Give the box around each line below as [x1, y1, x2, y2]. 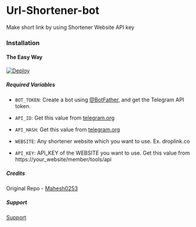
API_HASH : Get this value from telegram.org [14, 126, 120, 133]
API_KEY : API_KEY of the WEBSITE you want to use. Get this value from [14, 149, 191, 157]
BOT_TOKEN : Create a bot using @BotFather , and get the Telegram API [14, 96, 185, 103]
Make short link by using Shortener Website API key [6, 24, 135, 31]
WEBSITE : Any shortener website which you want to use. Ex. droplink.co [14, 138, 191, 145]
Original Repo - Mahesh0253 [6, 185, 78, 192]
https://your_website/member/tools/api [14, 156, 112, 163]
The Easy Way [6, 54, 43, 61]
